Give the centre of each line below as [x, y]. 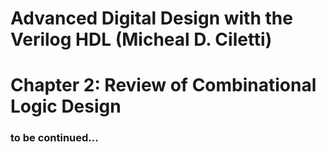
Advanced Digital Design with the [151, 18]
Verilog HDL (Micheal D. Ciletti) [141, 39]
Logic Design [66, 106]
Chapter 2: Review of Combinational [163, 85]
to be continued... [54, 138]
